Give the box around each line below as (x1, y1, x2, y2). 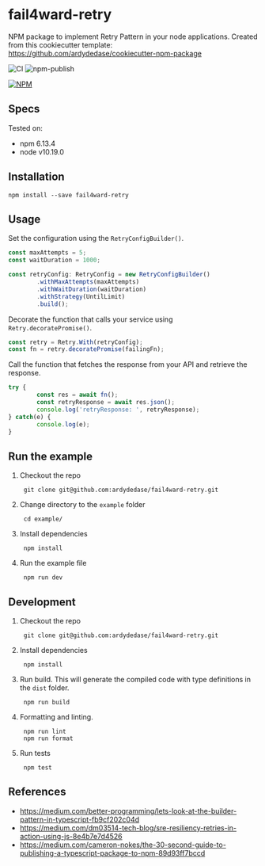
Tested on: (8, 123, 44, 132)
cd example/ (23, 515, 63, 524)
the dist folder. (19, 683, 70, 692)
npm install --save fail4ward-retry (8, 191, 129, 199)
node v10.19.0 (19, 147, 65, 156)
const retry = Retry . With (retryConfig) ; (8, 338, 144, 346)
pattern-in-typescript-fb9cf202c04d (19, 814, 140, 824)
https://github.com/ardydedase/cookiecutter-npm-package (8, 48, 202, 58)
